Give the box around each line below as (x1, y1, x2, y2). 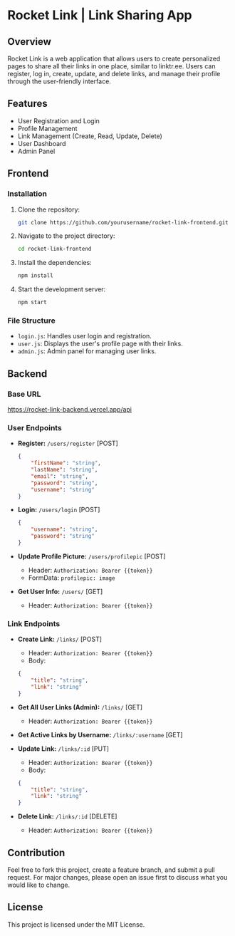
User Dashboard (17, 139, 66, 147)
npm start (17, 299, 48, 306)
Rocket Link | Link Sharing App (7, 7, 192, 24)
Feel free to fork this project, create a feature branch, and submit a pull (7, 865, 215, 874)
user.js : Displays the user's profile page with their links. (17, 339, 183, 348)
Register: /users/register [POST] (17, 439, 119, 448)
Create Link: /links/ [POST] (17, 635, 102, 644)
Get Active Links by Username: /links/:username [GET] (17, 730, 183, 739)
